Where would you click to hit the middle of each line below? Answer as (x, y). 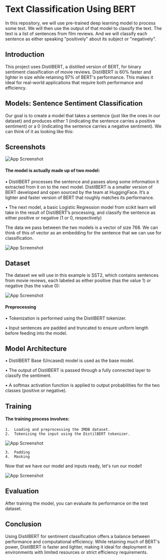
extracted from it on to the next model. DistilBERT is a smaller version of (79, 187)
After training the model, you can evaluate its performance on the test (77, 503)
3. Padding (17, 452)
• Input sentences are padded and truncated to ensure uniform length (77, 328)
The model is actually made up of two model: (53, 170)
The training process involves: (37, 419)
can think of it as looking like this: (39, 131)
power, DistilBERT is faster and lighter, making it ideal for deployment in (79, 547)
